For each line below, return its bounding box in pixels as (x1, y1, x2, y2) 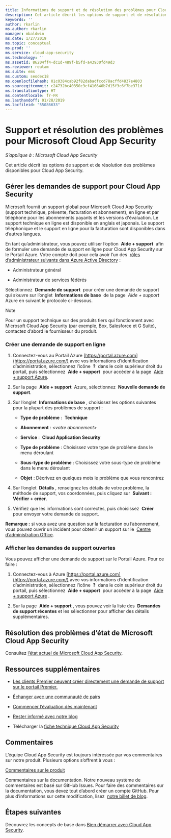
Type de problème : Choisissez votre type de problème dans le (20, 445, 153, 451)
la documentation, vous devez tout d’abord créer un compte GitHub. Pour (5, 787, 159, 794)
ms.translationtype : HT (5, 88, 56, 93)
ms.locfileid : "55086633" (5, 103, 60, 108)
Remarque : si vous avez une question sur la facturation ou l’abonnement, (5, 521, 160, 527)
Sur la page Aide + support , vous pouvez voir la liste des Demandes (12, 603, 161, 609)
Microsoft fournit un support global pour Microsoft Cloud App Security (5, 204, 153, 210)
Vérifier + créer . (12, 496, 47, 502)
